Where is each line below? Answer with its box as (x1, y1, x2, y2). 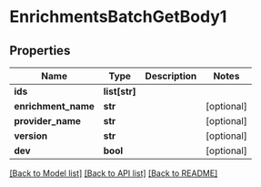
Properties (9, 43, 71, 58)
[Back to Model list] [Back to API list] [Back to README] (9, 168, 218, 179)
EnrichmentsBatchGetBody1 (9, 6, 227, 27)
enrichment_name (14, 100, 95, 112)
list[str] (103, 85, 136, 98)
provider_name (14, 115, 82, 127)
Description (145, 70, 197, 82)
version (14, 130, 48, 142)
